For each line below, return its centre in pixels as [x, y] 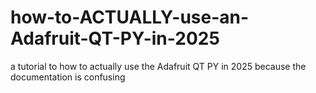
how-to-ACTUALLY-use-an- [130, 17]
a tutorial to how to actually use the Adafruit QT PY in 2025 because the [158, 66]
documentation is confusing [68, 77]
